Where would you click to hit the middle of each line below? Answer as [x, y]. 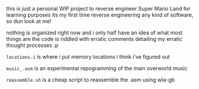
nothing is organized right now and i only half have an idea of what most [94, 33]
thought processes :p [32, 45]
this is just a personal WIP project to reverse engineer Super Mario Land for [98, 9]
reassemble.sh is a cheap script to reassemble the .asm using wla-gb [91, 80]
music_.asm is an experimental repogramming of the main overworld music [97, 68]
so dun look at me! [29, 21]
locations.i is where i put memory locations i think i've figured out [88, 57]
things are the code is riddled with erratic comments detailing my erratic [94, 39]
